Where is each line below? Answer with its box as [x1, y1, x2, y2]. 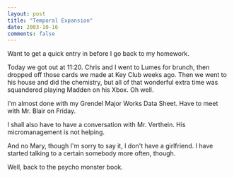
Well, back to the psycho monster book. [7, 163, 124, 172]
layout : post [7, 10, 46, 18]
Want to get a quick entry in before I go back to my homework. [7, 49, 189, 58]
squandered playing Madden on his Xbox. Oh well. [7, 85, 154, 94]
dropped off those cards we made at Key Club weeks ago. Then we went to [7, 71, 228, 79]
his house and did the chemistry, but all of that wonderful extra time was [7, 78, 218, 87]
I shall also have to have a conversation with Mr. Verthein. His [7, 121, 186, 129]
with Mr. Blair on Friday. [7, 107, 76, 115]
